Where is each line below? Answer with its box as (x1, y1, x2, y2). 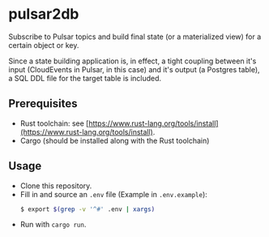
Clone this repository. (19, 180, 92, 191)
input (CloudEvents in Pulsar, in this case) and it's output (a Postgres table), (8, 64, 261, 74)
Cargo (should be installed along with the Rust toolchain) (19, 136, 210, 145)
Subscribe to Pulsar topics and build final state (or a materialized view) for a (8, 32, 262, 41)
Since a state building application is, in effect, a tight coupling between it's (8, 56, 257, 66)
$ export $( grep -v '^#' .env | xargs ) (19, 205, 156, 213)
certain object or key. (8, 40, 79, 50)
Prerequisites (8, 97, 78, 110)
